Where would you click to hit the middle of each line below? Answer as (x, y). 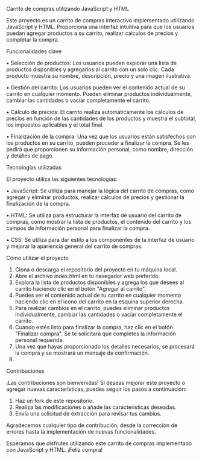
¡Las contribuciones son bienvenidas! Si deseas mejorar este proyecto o (96, 383)
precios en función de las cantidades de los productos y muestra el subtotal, (101, 118)
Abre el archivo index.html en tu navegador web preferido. (87, 276)
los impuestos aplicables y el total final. (55, 125)
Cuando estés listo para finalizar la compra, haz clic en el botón (94, 327)
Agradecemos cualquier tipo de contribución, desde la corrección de (92, 425)
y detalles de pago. (30, 156)
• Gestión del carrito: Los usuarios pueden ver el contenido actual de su (96, 87)
